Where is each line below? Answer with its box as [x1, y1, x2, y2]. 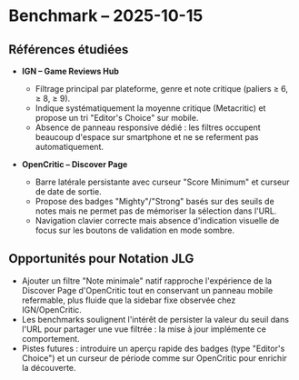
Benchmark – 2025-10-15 [8, 5, 204, 26]
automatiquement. [35, 142, 104, 152]
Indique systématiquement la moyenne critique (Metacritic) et [35, 103, 266, 114]
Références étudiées [8, 42, 129, 57]
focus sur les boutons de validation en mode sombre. [35, 225, 235, 235]
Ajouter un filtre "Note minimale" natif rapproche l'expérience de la [21, 275, 273, 286]
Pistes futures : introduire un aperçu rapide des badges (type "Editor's [21, 343, 285, 354]
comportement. [21, 333, 80, 344]
